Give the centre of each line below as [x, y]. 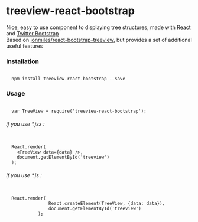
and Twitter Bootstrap [33, 33]
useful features [25, 46]
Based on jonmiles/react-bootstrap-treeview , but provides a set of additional [99, 40]
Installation [23, 61]
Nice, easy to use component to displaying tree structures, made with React [98, 27]
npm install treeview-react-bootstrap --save [69, 79]
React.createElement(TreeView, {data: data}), [107, 203]
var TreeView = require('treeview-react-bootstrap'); [79, 111]
